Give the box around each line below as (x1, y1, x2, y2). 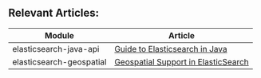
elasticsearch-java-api (12, 43, 100, 54)
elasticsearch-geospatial (12, 56, 107, 67)
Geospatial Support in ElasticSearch (114, 56, 249, 67)
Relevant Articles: (8, 6, 100, 20)
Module (44, 29, 74, 41)
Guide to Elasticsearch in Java (114, 43, 227, 54)
